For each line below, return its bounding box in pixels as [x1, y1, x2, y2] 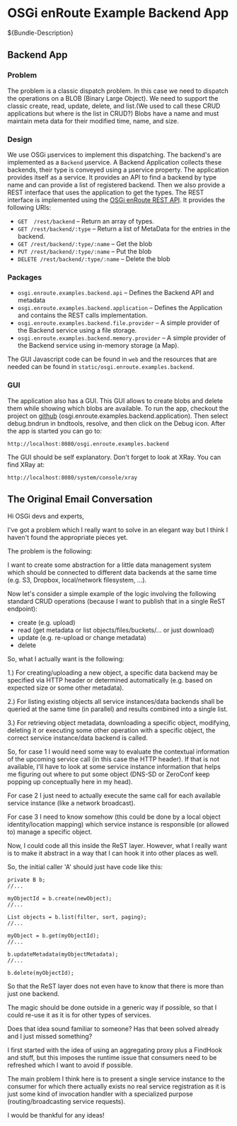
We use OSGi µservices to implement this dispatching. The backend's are [7, 150, 221, 159]
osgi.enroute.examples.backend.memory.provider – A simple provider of [17, 333, 226, 342]
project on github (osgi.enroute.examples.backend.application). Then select [7, 412, 229, 420]
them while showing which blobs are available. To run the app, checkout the [7, 404, 229, 412]
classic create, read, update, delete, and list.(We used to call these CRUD [7, 101, 221, 110]
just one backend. [7, 990, 60, 998]
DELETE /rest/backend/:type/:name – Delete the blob [17, 254, 171, 263]
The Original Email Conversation [7, 493, 154, 505]
